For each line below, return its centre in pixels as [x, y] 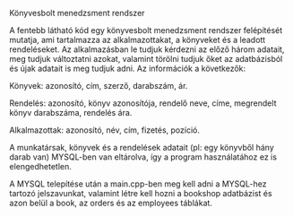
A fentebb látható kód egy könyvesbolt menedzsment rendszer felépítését [146, 30]
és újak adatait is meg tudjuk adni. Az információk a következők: [128, 68]
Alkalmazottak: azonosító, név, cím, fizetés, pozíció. [104, 130]
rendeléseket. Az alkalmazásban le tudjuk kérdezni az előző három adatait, [147, 49]
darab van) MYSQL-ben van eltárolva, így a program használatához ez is [143, 157]
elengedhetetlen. [40, 166]
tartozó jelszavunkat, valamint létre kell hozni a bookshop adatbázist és [141, 193]
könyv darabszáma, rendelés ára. [71, 113]
